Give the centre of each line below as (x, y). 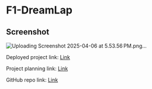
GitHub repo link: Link (32, 80)
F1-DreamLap (39, 10)
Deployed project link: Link (38, 57)
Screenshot (28, 32)
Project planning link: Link (37, 69)
